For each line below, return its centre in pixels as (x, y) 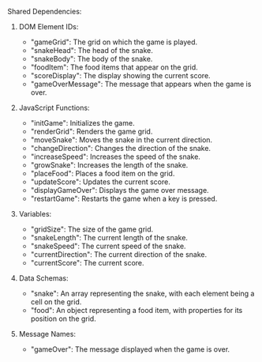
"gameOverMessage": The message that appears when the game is (141, 84)
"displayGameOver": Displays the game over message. (120, 190)
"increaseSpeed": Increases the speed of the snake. (115, 156)
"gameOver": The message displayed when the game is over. (130, 349)
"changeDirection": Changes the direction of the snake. (120, 148)
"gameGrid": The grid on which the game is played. (114, 42)
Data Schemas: (43, 278)
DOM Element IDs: (49, 26)
